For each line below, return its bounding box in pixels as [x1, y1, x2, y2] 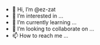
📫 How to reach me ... [12, 32, 68, 39]
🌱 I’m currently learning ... [12, 19, 77, 26]
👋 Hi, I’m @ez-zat [12, 6, 56, 13]
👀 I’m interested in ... [12, 12, 64, 19]
